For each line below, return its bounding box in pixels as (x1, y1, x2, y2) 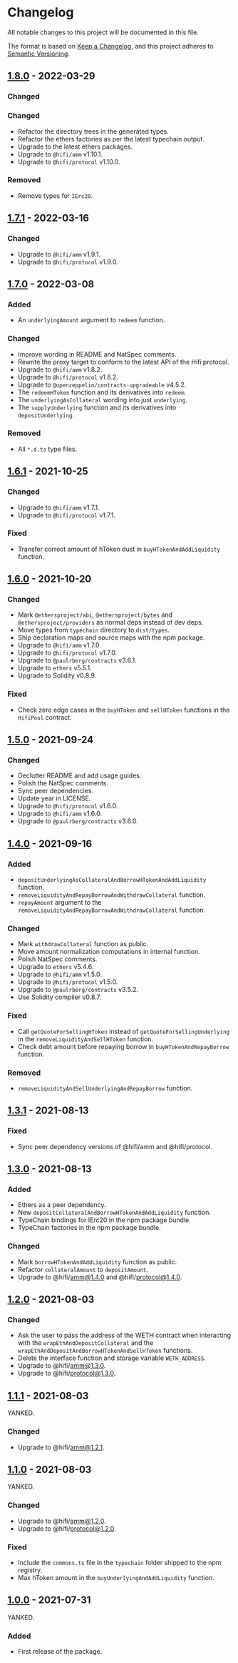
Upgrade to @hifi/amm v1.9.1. (17, 249, 101, 258)
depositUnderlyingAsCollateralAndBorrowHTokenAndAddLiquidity (17, 877, 207, 884)
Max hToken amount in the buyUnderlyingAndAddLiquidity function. (17, 1573, 215, 1582)
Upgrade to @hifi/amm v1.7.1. (17, 503, 100, 512)
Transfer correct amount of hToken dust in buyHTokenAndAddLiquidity (17, 545, 221, 553)
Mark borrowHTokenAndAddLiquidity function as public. (17, 1257, 177, 1266)
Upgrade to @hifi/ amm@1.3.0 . (17, 1361, 106, 1370)
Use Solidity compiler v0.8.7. (17, 993, 102, 1001)
